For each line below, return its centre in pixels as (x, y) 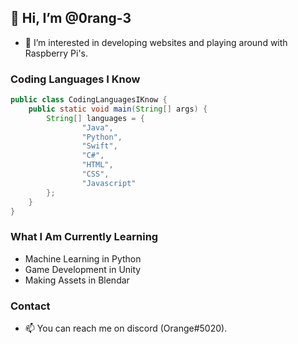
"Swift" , (99, 146)
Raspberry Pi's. (56, 53)
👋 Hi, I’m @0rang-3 (71, 18)
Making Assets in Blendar (77, 280)
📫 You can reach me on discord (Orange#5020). (126, 328)
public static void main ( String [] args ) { (118, 109)
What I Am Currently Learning (84, 237)
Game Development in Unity (83, 269)
